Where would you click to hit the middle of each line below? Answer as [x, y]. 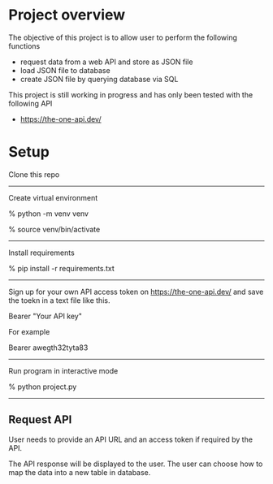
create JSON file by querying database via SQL [99, 79]
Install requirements [41, 253]
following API [30, 103]
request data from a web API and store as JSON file [106, 62]
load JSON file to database [65, 70]
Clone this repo [34, 174]
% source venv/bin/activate [54, 229]
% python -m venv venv [49, 214]
